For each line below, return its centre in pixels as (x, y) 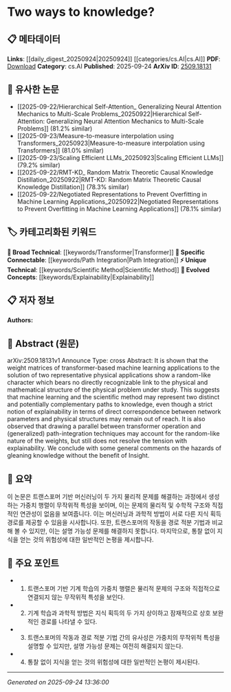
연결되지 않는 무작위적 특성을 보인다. (76, 597)
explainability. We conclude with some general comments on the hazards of (114, 448)
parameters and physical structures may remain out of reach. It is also (106, 419)
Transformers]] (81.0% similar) (60, 150)
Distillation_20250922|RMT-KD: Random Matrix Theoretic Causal (109, 179)
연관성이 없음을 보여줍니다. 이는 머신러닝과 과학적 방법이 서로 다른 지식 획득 (121, 514)
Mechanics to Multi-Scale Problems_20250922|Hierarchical (102, 113)
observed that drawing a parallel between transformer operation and (104, 426)
